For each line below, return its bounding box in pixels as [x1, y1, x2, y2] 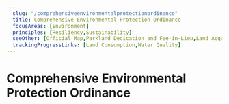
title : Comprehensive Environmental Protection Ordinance [12, 16, 182, 23]
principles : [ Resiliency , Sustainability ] [12, 29, 133, 36]
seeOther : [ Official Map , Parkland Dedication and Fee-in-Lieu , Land [12, 35, 209, 42]
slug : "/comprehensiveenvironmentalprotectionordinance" [12, 10, 178, 17]
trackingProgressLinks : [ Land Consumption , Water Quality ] [12, 41, 182, 48]
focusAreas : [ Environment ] [12, 22, 90, 29]
